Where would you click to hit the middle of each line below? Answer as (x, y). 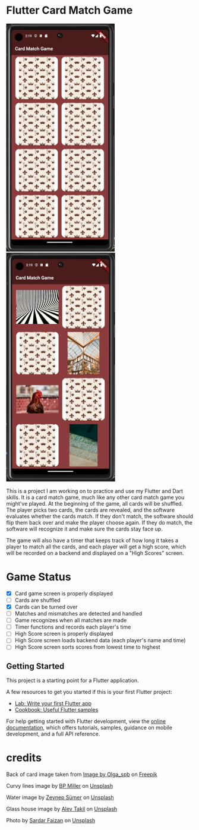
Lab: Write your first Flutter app (53, 703)
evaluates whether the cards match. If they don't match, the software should (100, 516)
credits (24, 758)
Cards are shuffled (37, 600)
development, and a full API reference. (53, 734)
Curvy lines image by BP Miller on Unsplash (59, 786)
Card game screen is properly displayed (64, 593)
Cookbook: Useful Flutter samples (56, 710)
